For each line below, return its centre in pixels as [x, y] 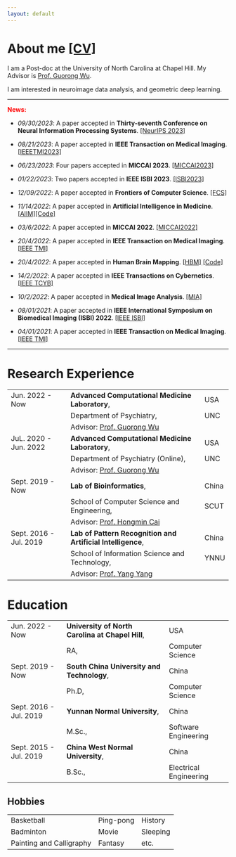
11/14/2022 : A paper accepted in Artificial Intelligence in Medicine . [115, 206]
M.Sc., [77, 732]
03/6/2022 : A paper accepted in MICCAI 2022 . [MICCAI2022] [107, 227]
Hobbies [26, 801]
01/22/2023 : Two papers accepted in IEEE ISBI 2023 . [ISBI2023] [111, 179]
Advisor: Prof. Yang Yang [111, 574]
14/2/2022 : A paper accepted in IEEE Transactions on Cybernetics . [116, 276]
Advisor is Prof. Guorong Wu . [50, 75]
